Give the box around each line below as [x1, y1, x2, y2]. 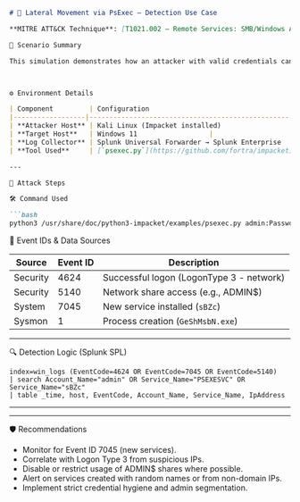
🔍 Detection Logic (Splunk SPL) [9, 347, 128, 357]
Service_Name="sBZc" [9, 383, 87, 392]
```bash [9, 211, 38, 220]
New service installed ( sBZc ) [102, 300, 221, 313]
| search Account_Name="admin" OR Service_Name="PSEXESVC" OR [9, 375, 246, 384]
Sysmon [13, 315, 48, 327]
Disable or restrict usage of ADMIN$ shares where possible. [21, 464, 244, 473]
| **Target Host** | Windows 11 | [9, 130, 214, 138]
